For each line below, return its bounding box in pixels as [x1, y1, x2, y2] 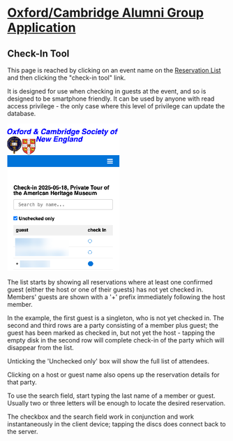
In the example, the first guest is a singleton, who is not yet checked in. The [7, 314, 225, 322]
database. [7, 110, 36, 117]
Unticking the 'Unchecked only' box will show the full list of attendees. [7, 357, 209, 365]
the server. [7, 428, 38, 435]
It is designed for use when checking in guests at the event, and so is [7, 87, 206, 95]
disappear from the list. [7, 344, 75, 352]
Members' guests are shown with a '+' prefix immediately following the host [7, 293, 225, 301]
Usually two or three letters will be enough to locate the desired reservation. [7, 399, 226, 407]
